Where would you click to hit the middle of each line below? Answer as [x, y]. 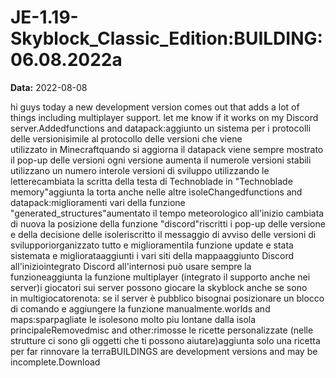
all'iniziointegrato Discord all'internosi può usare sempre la [131, 266]
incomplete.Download [55, 362]
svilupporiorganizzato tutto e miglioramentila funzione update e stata [152, 245]
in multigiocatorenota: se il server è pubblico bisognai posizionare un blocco [167, 298]
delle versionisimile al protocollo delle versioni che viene [126, 138]
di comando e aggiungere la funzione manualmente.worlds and [140, 308]
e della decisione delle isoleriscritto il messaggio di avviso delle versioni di [163, 234]
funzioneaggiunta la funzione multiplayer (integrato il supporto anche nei [160, 277]
